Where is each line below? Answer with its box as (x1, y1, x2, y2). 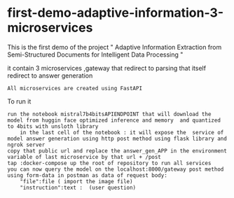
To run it (7, 97, 32, 106)
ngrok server (7, 141, 46, 148)
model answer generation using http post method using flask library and (7, 135, 228, 142)
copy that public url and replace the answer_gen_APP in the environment (7, 147, 228, 155)
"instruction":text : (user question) (20, 184, 137, 191)
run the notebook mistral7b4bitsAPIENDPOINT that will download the (7, 111, 212, 118)
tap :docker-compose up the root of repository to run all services (7, 160, 212, 167)
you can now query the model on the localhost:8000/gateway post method (7, 166, 224, 173)
